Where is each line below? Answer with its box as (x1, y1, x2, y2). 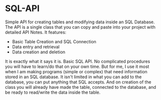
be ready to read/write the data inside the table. (5, 89, 101, 95)
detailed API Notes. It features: (5, 29, 67, 35)
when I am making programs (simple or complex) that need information (5, 68, 147, 74)
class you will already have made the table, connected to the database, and (5, 84, 157, 90)
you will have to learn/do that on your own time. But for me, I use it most (5, 64, 149, 69)
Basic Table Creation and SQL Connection (12, 38, 96, 44)
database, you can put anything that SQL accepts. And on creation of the (5, 79, 152, 85)
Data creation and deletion (12, 49, 66, 55)
